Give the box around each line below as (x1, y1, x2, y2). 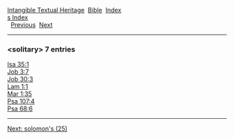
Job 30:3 (7, 75, 33, 83)
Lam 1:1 (7, 83, 29, 91)
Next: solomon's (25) (7, 124, 68, 133)
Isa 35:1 (7, 60, 29, 69)
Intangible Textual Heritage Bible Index (7, 6, 122, 14)
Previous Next (10, 21, 53, 28)
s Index (7, 13, 29, 22)
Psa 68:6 (7, 104, 33, 113)
